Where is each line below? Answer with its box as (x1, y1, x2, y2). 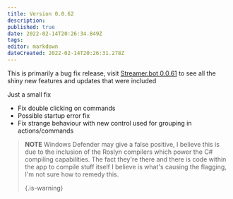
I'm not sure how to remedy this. (24, 170, 119, 179)
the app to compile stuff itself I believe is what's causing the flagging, (24, 162, 227, 171)
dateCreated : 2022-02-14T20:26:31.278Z (7, 50, 125, 57)
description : (7, 17, 46, 24)
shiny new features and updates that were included (7, 76, 157, 85)
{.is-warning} (24, 183, 64, 192)
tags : (7, 37, 23, 44)
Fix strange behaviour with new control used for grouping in (17, 119, 192, 127)
